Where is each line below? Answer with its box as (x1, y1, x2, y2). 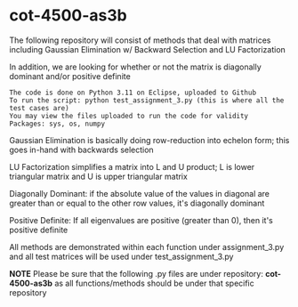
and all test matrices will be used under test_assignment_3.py (9, 251, 234, 262)
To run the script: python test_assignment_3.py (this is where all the (9, 95, 285, 105)
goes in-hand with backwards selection (9, 144, 154, 155)
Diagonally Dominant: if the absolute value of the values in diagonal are (9, 188, 270, 198)
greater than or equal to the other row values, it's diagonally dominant (9, 198, 265, 208)
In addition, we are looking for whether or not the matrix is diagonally (9, 61, 262, 72)
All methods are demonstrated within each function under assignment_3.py (9, 241, 285, 252)
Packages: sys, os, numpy (9, 119, 105, 128)
